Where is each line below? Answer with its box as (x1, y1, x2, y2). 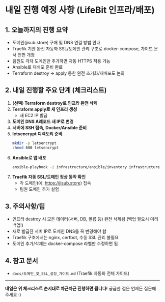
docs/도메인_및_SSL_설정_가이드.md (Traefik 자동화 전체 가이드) (12, 271, 130, 276)
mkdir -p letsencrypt (12, 141, 56, 146)
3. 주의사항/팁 (5, 202, 45, 211)
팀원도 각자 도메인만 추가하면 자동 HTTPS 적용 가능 (12, 58, 110, 64)
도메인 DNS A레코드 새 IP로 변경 (12, 119, 74, 124)
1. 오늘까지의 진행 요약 (5, 26, 68, 34)
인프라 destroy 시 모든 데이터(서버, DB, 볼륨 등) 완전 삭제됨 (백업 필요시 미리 (12, 216, 159, 222)
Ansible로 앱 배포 (12, 154, 47, 160)
